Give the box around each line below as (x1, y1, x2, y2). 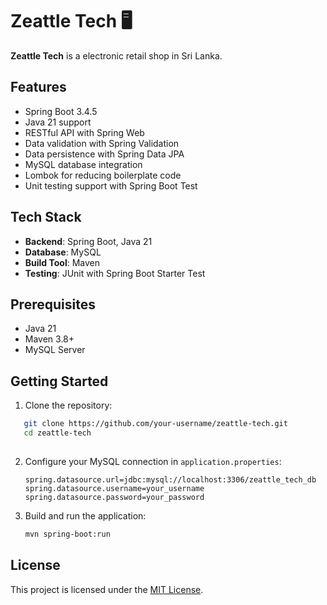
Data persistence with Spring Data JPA (24, 148, 185, 160)
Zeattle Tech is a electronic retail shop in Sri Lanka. (10, 49, 223, 62)
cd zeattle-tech (23, 428, 92, 438)
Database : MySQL (24, 246, 102, 258)
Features (10, 79, 67, 96)
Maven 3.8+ (24, 333, 75, 345)
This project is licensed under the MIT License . (10, 583, 204, 595)
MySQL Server (24, 344, 86, 356)
